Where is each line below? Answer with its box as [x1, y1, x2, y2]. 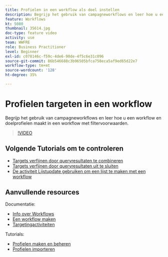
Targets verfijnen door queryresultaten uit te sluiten [12, 163, 118, 169]
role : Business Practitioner [5, 44, 66, 49]
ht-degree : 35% [5, 72, 37, 77]
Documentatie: [5, 201, 36, 207]
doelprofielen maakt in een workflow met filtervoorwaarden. [5, 120, 129, 126]
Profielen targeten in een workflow [5, 98, 152, 110]
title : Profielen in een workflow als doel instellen [5, 7, 120, 12]
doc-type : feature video [5, 30, 57, 35]
